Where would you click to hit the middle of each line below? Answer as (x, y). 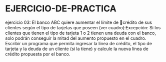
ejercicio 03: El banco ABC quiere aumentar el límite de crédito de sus (79, 22)
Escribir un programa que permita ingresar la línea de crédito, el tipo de (79, 43)
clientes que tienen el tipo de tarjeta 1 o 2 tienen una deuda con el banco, (81, 33)
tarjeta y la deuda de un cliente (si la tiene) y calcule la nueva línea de (77, 49)
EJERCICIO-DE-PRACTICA (61, 9)
